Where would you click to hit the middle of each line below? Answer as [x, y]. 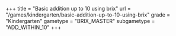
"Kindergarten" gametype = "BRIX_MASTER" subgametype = [80, 21]
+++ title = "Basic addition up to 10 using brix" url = [68, 9]
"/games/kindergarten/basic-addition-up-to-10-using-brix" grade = [88, 15]
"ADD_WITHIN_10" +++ [33, 27]
